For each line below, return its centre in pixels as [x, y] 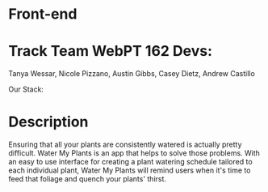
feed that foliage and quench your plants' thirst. [88, 179]
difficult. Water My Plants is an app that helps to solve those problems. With [134, 153]
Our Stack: [26, 89]
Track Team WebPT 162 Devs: [110, 51]
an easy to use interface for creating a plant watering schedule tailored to [130, 162]
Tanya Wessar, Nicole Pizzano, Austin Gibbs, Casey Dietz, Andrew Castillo [132, 74]
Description [48, 122]
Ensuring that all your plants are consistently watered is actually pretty [125, 145]
